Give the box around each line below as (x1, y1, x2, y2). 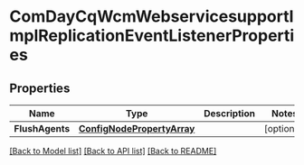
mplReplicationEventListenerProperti (9, 25, 295, 46)
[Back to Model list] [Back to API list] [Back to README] (9, 146, 217, 156)
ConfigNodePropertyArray (78, 123, 195, 134)
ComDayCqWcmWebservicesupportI (9, 6, 294, 27)
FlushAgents (14, 123, 71, 134)
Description (203, 107, 256, 119)
